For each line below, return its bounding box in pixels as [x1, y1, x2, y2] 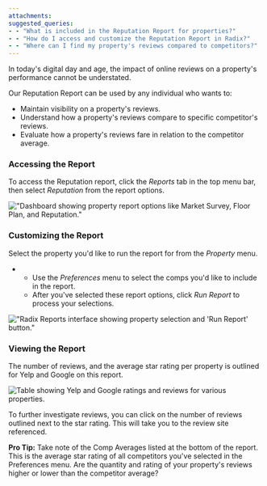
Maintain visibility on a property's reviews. [19, 104, 161, 114]
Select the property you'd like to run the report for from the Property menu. [8, 248, 258, 258]
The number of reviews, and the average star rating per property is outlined [8, 361, 260, 371]
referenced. [8, 427, 48, 437]
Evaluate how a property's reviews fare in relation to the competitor [19, 130, 244, 140]
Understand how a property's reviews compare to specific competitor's [19, 112, 258, 122]
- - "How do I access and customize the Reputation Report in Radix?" [8, 34, 251, 43]
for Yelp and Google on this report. [8, 370, 123, 380]
